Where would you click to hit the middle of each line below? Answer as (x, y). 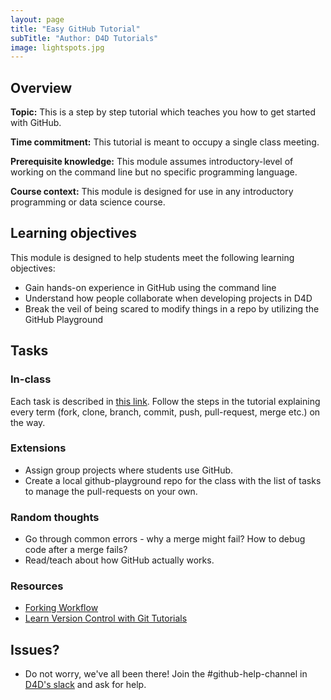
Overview (41, 87)
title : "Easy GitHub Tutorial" (75, 29)
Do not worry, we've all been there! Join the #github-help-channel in (166, 674)
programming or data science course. (88, 202)
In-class (31, 379)
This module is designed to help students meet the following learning (152, 257)
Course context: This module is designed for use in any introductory (152, 192)
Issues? (35, 649)
